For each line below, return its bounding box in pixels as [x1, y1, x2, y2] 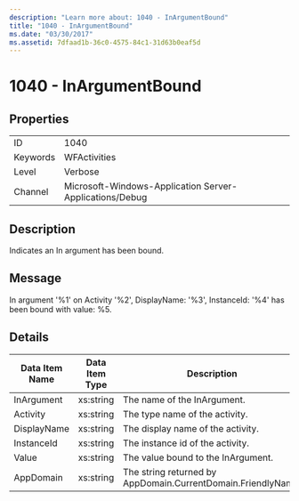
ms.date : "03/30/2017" [9, 29, 93, 38]
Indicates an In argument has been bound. [9, 246, 165, 256]
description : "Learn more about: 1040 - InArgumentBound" [9, 12, 229, 22]
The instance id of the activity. [123, 437, 249, 449]
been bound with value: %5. [9, 303, 112, 314]
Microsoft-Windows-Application [63, 180, 202, 192]
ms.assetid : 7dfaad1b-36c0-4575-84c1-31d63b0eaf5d [9, 37, 201, 47]
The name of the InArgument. [123, 393, 246, 406]
